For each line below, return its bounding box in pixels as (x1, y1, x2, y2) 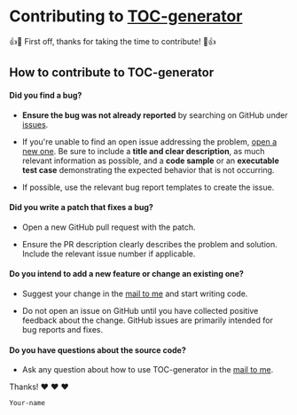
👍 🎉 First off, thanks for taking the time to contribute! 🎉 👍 (9, 35, 216, 46)
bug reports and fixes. (21, 324, 104, 334)
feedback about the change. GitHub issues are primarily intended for (21, 315, 273, 325)
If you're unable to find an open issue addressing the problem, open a (21, 136, 277, 147)
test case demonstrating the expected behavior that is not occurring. (21, 164, 275, 175)
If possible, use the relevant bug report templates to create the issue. (21, 182, 275, 192)
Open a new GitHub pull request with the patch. (21, 222, 197, 232)
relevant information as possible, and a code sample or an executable (21, 155, 279, 166)
